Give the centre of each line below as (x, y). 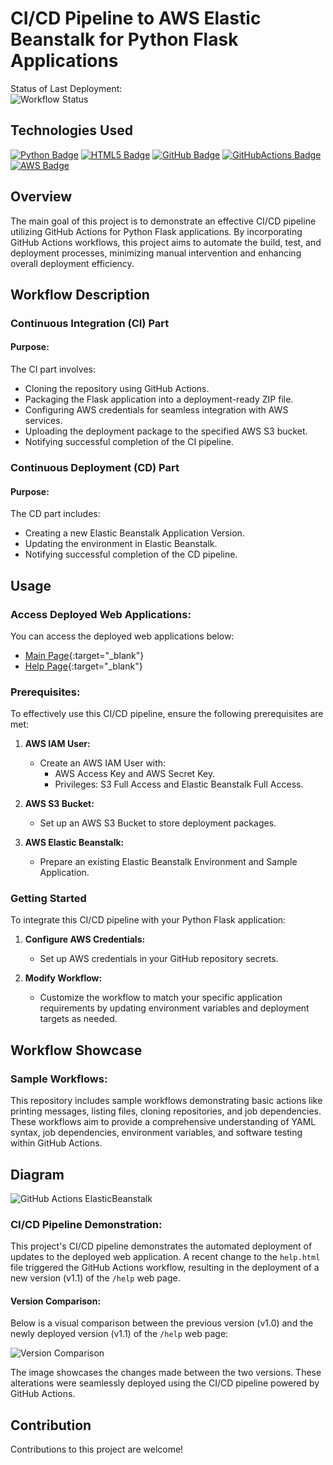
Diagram (37, 1174)
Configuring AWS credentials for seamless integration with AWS (156, 410)
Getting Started (48, 899)
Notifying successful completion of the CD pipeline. (131, 554)
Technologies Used (71, 130)
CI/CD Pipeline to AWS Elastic (136, 18)
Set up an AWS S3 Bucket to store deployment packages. (158, 823)
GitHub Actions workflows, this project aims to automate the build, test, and (166, 242)
